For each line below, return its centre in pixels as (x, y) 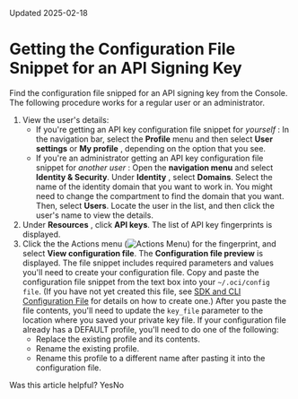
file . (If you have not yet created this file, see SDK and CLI (131, 291)
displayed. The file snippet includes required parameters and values (148, 263)
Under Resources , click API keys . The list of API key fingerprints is (147, 224)
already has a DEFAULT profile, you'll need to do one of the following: (150, 329)
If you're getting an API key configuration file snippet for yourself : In (162, 129)
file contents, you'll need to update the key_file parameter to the (143, 310)
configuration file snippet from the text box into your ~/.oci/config (146, 282)
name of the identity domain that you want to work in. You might (154, 186)
